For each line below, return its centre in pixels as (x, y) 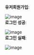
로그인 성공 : (16, 22)
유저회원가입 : (17, 7)
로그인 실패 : (16, 38)
